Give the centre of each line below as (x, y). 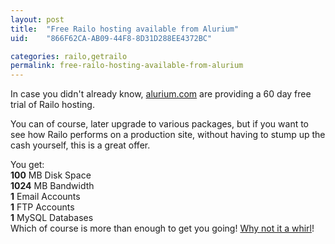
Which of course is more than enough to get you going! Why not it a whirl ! (162, 228)
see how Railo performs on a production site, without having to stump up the (168, 135)
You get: (27, 165)
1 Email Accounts (45, 197)
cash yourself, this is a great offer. (80, 145)
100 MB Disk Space (51, 175)
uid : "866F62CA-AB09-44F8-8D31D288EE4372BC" (111, 38)
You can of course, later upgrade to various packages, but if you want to (160, 124)
